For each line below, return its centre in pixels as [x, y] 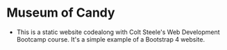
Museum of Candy [61, 13]
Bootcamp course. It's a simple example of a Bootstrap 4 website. [111, 39]
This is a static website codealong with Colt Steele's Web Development [118, 32]
